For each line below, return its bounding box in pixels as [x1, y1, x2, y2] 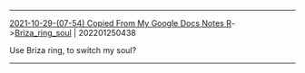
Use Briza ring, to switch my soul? [9, 45, 137, 55]
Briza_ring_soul [15, 28, 73, 38]
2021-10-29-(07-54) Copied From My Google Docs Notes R [9, 18, 231, 28]
